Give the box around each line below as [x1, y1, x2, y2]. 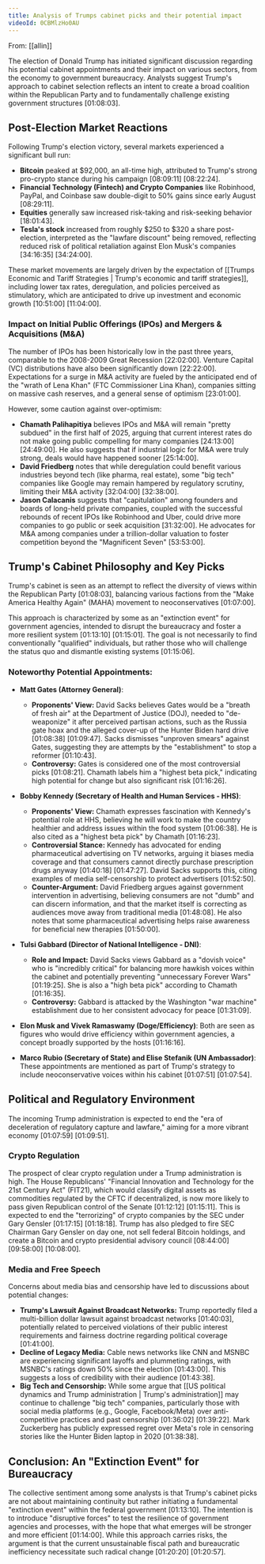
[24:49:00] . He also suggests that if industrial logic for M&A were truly [19, 444, 249, 454]
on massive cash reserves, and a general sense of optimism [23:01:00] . [8, 389, 241, 398]
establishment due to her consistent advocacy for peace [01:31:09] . [31, 1005, 252, 1014]
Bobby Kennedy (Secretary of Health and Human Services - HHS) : [19, 791, 241, 801]
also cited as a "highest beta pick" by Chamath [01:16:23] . [31, 831, 221, 841]
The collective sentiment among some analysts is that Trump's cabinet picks [8, 1488, 258, 1497]
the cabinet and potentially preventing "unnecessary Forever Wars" [31, 972, 252, 981]
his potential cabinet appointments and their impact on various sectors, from [8, 64, 257, 74]
